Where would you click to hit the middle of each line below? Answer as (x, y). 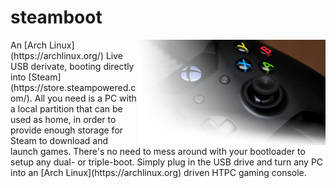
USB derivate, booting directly (72, 66)
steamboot (56, 17)
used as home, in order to (63, 119)
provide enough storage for (67, 130)
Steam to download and (59, 140)
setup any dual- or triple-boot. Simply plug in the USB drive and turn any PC (167, 162)
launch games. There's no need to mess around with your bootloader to (158, 151)
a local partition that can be (66, 108)
